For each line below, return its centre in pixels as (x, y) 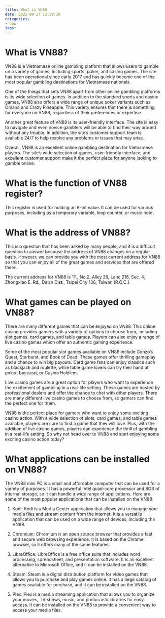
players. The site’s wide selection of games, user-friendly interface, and (78, 153)
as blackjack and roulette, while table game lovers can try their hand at (77, 367)
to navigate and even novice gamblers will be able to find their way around (81, 128)
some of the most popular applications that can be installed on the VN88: (79, 499)
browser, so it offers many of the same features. (61, 544)
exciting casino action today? (35, 439)
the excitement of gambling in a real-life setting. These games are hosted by (82, 387)
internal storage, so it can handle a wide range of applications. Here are (78, 494)
